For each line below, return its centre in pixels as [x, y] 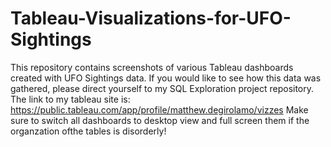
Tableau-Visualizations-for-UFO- [151, 18]
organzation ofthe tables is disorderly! [88, 131]
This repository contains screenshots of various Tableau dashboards [152, 67]
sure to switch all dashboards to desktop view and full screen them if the [160, 120]
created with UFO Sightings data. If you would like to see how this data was [166, 78]
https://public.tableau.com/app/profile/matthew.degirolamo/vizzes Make [159, 109]
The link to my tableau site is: [70, 99]
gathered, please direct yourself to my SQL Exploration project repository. [162, 88]
